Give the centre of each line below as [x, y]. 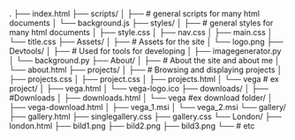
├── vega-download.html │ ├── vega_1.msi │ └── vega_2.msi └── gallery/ [148, 107]
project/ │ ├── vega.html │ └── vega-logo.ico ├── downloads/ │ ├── [139, 88]
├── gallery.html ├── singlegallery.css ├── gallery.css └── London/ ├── [145, 116]
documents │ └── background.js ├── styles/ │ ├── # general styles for [141, 23]
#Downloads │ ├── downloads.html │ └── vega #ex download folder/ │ [141, 98]
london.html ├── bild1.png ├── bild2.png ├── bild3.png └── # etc [132, 126]
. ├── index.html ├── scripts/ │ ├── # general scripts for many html [135, 14]
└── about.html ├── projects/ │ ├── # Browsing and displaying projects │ [146, 70]
